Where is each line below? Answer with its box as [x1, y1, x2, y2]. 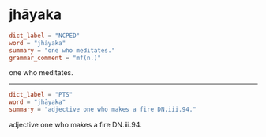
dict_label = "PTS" [9, 91, 73, 99]
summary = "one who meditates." [9, 46, 115, 55]
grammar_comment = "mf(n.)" [9, 54, 102, 62]
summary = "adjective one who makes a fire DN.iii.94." [9, 105, 197, 114]
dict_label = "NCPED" [9, 32, 81, 40]
